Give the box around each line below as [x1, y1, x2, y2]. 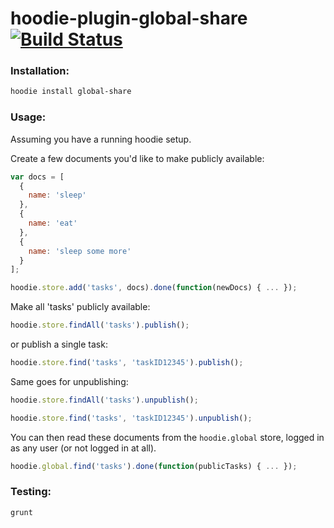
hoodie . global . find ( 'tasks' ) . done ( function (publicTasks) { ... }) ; [10, 461, 298, 471]
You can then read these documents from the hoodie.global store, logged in [10, 431, 325, 443]
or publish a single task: [10, 338, 108, 351]
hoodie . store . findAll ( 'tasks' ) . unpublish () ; [10, 395, 199, 405]
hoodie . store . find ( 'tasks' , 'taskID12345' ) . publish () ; [10, 358, 244, 368]
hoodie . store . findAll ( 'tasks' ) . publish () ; [10, 320, 190, 331]
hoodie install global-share [10, 87, 132, 97]
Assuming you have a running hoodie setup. [10, 133, 192, 145]
